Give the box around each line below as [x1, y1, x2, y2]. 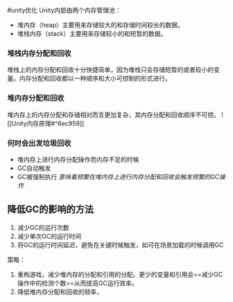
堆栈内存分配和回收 [7, 48, 71, 58]
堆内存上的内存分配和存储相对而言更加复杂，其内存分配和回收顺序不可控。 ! [7, 110, 223, 119]
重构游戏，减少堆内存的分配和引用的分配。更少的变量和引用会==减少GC [17, 270, 223, 278]
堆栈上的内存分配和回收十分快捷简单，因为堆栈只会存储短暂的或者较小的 [7, 65, 214, 74]
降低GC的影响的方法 [7, 203, 94, 215]
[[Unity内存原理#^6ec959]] [7, 119, 85, 127]
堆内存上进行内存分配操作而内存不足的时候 [17, 155, 139, 163]
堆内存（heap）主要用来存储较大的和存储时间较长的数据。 [17, 21, 184, 29]
